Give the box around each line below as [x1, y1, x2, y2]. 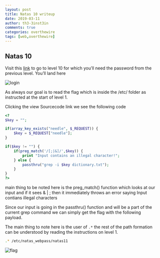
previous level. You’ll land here [5, 70, 66, 76]
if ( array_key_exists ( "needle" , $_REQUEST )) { [5, 126, 98, 131]
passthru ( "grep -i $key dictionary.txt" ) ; [22, 162, 109, 167]
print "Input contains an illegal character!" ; [22, 153, 120, 158]
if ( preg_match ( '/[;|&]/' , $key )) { [14, 149, 83, 154]
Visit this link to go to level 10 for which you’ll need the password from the [5, 65, 152, 71]
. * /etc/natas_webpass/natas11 [5, 239, 68, 243]
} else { [14, 157, 31, 163]
